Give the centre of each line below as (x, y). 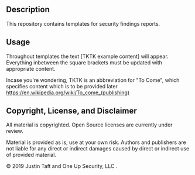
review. (15, 131)
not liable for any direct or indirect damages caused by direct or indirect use (98, 149)
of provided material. (31, 155)
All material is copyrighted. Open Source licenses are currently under (89, 125)
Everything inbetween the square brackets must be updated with (84, 62)
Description (28, 10)
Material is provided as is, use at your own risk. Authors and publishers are (96, 142)
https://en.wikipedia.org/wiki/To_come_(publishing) (68, 92)
